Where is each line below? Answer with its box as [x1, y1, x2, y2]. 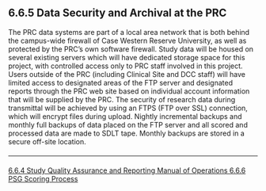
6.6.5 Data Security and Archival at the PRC [8, 6, 227, 20]
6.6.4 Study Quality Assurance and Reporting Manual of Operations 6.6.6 [8, 166, 246, 175]
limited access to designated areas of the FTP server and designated [8, 78, 234, 87]
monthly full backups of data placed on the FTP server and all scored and [8, 120, 248, 129]
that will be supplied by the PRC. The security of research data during [8, 94, 236, 104]
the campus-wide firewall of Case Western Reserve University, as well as [8, 36, 247, 45]
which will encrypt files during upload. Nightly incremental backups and [8, 111, 243, 121]
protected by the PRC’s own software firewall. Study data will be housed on [8, 44, 254, 54]
